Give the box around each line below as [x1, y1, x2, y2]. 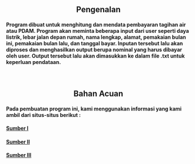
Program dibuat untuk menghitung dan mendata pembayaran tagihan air [6, 21, 186, 28]
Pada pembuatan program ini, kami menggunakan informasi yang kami [6, 105, 182, 112]
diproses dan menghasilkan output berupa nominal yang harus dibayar [6, 46, 183, 53]
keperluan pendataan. [6, 58, 61, 65]
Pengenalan [76, 5, 121, 15]
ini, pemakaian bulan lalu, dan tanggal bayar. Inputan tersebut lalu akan [6, 39, 183, 46]
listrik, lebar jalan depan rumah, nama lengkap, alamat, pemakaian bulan [6, 34, 186, 41]
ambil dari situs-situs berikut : [6, 111, 81, 118]
